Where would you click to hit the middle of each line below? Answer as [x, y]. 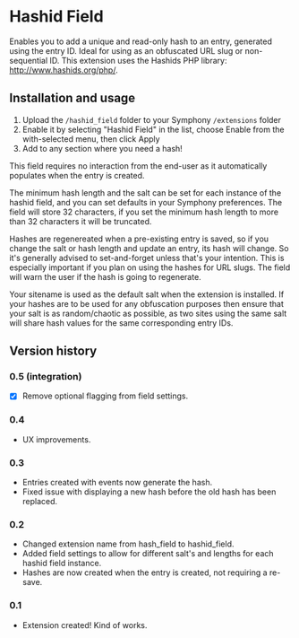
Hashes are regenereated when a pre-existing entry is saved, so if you [139, 239]
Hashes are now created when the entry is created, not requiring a [145, 572]
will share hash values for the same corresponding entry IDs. [121, 323]
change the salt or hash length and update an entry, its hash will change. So [149, 248]
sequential [29, 60]
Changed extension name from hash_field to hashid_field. [128, 544]
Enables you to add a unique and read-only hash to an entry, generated [141, 41]
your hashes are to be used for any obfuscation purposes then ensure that [147, 303]
